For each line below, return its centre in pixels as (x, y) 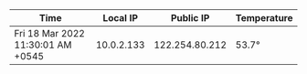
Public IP (190, 18)
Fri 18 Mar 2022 (49, 33)
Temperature (264, 18)
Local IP (121, 18)
